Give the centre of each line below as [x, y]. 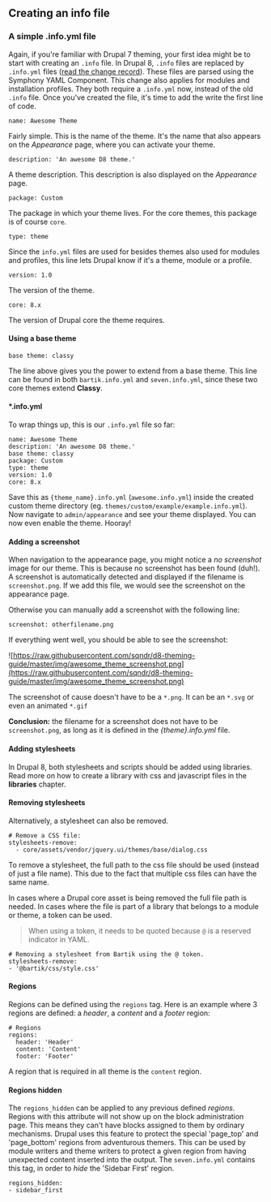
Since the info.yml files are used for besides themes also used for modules [134, 252]
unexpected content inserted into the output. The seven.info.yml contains [132, 1160]
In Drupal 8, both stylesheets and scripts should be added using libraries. [130, 767]
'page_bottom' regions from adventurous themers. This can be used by [127, 1143]
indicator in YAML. [59, 939]
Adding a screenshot [44, 541]
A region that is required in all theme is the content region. [105, 1071]
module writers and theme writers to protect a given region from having [127, 1151]
